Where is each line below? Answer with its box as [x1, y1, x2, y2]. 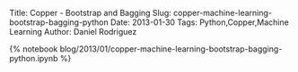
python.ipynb [9, 53, 58, 63]
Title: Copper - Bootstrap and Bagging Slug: [9, 8, 172, 18]
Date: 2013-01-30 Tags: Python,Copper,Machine [110, 17, 289, 28]
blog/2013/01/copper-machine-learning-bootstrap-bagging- [59, 44, 283, 54]
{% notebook [9, 44, 58, 54]
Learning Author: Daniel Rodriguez [9, 27, 137, 36]
